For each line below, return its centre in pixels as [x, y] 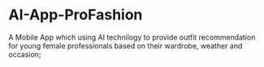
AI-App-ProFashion [76, 15]
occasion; [25, 54]
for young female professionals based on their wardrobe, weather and [126, 45]
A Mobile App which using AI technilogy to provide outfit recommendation [132, 37]
